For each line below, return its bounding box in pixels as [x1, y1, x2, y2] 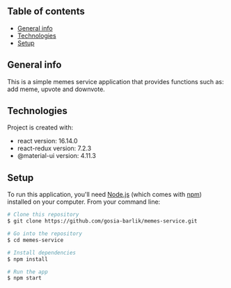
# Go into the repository [7, 230, 82, 237]
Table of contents [7, 6, 85, 17]
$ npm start [7, 275, 42, 282]
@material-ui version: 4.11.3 [17, 152, 96, 160]
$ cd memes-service [7, 237, 64, 243]
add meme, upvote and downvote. [7, 85, 106, 93]
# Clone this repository [7, 211, 79, 218]
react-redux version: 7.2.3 [17, 144, 92, 152]
